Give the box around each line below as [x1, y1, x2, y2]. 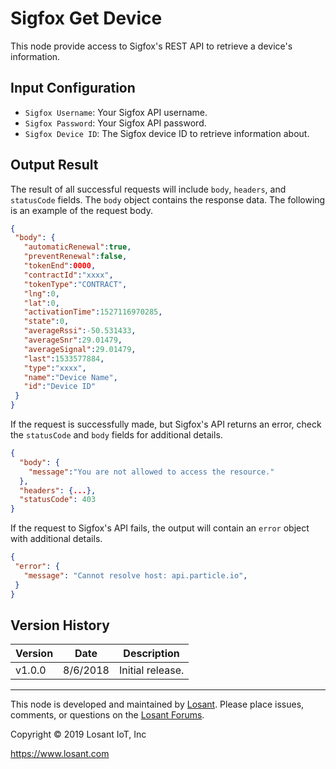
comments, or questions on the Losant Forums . [10, 709, 205, 721]
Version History [10, 617, 110, 634]
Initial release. [118, 663, 185, 677]
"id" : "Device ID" [23, 382, 97, 392]
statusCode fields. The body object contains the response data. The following [10, 193, 326, 206]
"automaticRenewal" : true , [23, 242, 132, 252]
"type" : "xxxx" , [23, 363, 87, 373]
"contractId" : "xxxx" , [23, 270, 114, 280]
